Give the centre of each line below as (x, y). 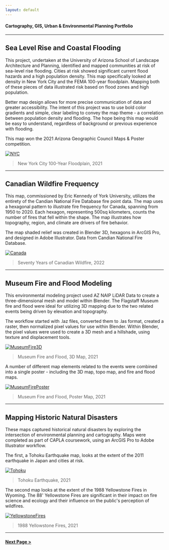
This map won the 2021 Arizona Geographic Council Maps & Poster (75, 139)
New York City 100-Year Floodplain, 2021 (60, 163)
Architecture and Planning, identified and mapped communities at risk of (80, 65)
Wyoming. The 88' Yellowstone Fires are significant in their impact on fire (81, 495)
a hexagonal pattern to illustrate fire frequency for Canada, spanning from (82, 207)
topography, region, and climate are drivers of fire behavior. (67, 223)
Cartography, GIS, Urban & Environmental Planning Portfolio (69, 26)
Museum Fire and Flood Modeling (59, 283)
